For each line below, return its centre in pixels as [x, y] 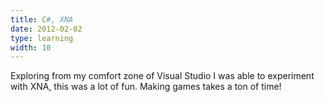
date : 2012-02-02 [46, 29]
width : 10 [31, 47]
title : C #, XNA [42, 19]
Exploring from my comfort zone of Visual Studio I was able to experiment [162, 76]
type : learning [42, 38]
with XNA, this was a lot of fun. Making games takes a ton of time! [146, 87]
